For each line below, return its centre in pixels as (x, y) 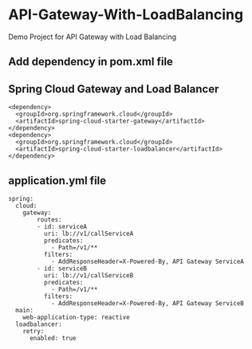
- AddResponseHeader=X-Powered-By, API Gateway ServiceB (148, 303)
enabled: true (53, 338)
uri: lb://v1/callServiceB (89, 275)
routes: (49, 220)
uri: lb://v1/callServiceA (89, 233)
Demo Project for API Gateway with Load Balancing (93, 37)
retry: (33, 331)
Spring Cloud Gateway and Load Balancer (114, 89)
